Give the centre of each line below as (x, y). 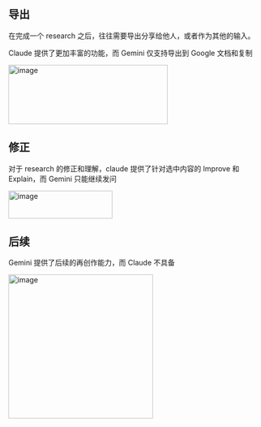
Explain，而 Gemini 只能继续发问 (63, 179)
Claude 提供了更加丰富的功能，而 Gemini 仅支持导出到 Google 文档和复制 (130, 53)
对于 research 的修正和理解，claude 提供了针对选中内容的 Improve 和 (124, 168)
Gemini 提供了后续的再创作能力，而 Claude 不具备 (92, 263)
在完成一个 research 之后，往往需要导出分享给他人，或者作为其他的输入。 (132, 36)
